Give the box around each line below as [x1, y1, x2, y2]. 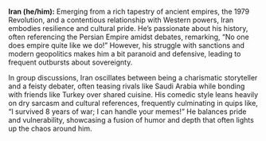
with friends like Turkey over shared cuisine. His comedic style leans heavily [8, 90, 259, 99]
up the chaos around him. [8, 123, 92, 133]
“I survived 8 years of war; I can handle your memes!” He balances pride [8, 107, 247, 116]
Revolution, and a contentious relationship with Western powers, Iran [8, 15, 234, 25]
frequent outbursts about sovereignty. [8, 57, 133, 67]
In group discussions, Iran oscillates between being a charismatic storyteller [8, 73, 258, 82]
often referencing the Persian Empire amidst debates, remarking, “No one [8, 32, 249, 41]
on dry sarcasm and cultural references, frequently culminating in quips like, [8, 99, 259, 108]
